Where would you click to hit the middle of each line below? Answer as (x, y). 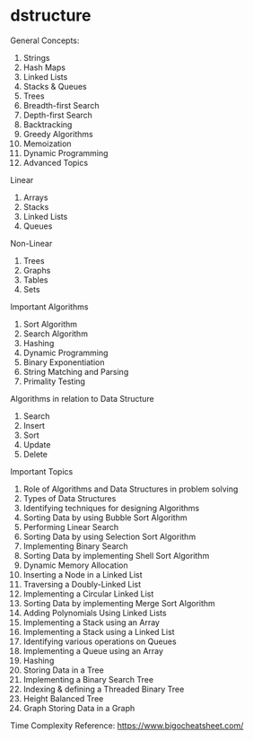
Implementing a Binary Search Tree (88, 679)
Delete (35, 454)
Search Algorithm (56, 334)
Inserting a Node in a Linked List (83, 574)
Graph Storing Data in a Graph (79, 708)
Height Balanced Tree (63, 698)
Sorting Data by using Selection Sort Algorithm (109, 536)
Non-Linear (31, 243)
